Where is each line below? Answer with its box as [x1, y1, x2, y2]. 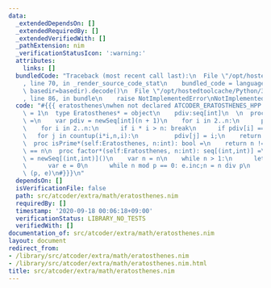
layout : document [8, 237, 67, 245]
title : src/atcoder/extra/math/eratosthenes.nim [8, 267, 175, 275]
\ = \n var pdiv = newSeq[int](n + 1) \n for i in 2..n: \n [23, 117, 240, 125]
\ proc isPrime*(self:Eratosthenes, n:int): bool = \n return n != [23, 139, 265, 148]
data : [8, 11, 27, 20]
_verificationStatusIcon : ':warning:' [15, 49, 147, 57]
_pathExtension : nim [15, 42, 85, 50]
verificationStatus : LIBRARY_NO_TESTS [15, 215, 147, 223]
